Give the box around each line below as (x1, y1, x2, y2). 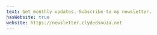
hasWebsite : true (6, 14, 50, 20)
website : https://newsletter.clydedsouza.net (6, 20, 122, 26)
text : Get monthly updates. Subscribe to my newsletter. (6, 8, 152, 15)
